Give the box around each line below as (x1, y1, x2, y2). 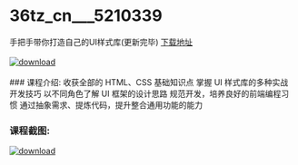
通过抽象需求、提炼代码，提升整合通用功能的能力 (19, 99, 203, 110)
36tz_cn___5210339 (9, 5, 163, 26)
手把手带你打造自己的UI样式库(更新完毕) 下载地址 (9, 36, 194, 47)
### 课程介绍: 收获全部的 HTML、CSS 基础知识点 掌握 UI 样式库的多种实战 (9, 76, 289, 87)
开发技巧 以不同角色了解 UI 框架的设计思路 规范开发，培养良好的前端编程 (9, 88, 282, 99)
